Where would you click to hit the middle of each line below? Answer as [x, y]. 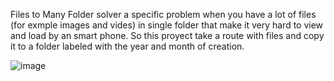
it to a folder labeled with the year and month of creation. [127, 46]
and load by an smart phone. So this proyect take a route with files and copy [167, 35]
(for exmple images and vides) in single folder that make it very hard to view [167, 25]
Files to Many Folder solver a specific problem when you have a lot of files [163, 14]
